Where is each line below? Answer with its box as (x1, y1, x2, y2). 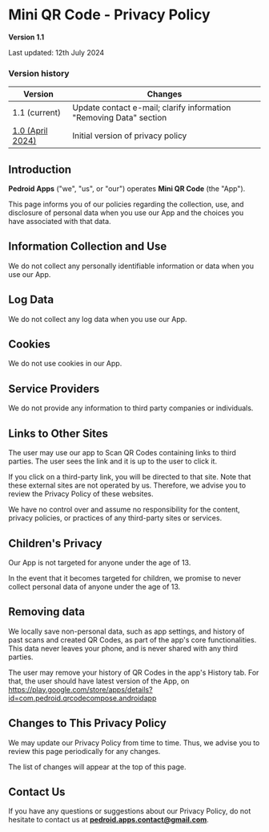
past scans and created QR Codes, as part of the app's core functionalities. (8, 634, 257, 644)
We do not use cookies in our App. (8, 359, 122, 369)
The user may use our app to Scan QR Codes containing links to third (8, 448, 236, 458)
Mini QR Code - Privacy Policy (8, 6, 211, 24)
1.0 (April (12, 125, 48, 137)
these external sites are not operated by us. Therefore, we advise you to (8, 480, 247, 491)
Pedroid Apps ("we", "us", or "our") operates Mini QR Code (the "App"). (8, 184, 246, 194)
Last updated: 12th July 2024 (8, 47, 105, 57)
